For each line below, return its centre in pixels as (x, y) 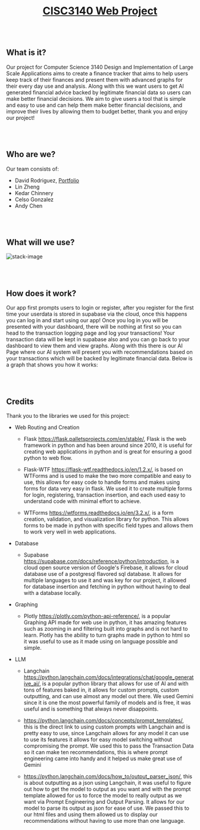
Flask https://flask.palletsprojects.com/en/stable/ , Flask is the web (105, 439)
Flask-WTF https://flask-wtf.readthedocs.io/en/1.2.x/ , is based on (103, 469)
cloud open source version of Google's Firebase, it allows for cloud (106, 567)
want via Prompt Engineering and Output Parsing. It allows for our (104, 802)
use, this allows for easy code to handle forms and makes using (102, 482)
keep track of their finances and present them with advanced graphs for (95, 79)
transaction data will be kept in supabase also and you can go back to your (98, 340)
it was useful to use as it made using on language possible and (101, 641)
